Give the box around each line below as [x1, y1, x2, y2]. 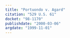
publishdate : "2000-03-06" [5, 21, 61, 26]
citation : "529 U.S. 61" [5, 12, 57, 17]
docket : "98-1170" [5, 16, 43, 21]
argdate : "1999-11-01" [5, 26, 52, 31]
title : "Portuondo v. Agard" [5, 7, 66, 12]
